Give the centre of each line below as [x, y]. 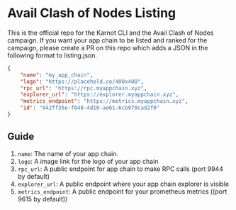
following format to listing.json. [52, 55]
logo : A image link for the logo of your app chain [88, 161]
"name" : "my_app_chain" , [57, 75]
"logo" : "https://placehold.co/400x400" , [82, 82]
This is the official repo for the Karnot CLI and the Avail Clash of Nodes [111, 33]
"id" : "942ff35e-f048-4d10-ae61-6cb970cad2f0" [90, 108]
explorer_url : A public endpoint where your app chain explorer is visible [123, 184]
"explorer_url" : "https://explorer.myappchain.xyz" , [100, 95]
